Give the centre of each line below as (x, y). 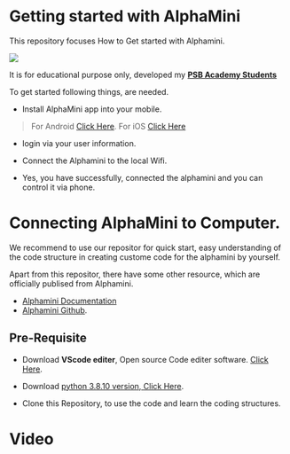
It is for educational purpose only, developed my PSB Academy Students (143, 74)
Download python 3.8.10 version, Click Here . (103, 386)
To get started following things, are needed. (89, 91)
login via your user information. (79, 143)
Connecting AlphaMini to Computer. (145, 223)
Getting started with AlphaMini (125, 16)
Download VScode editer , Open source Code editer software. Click (145, 359)
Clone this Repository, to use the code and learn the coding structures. (151, 403)
